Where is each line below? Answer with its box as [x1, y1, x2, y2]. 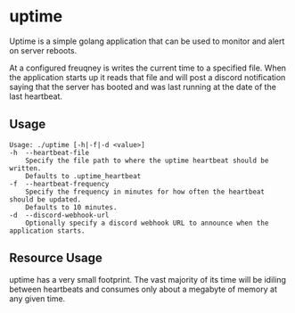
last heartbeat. [9, 91, 63, 102]
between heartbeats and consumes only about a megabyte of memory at [9, 284, 278, 294]
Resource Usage [9, 251, 102, 266]
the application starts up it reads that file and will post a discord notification [9, 71, 286, 82]
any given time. [9, 292, 66, 304]
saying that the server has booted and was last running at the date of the [9, 81, 276, 92]
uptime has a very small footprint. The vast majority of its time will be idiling [9, 274, 287, 284]
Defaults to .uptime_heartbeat [25, 171, 142, 180]
